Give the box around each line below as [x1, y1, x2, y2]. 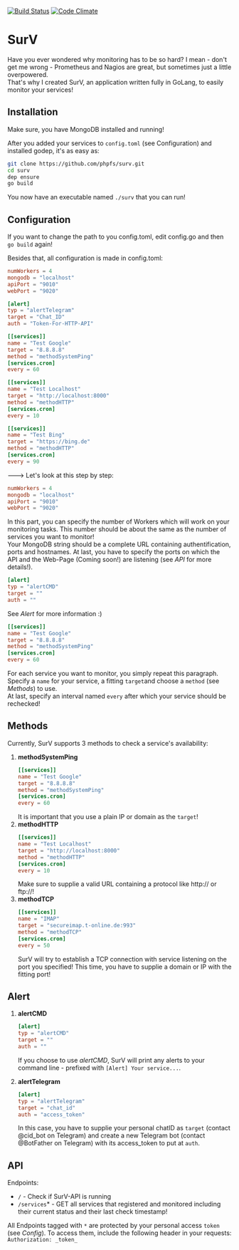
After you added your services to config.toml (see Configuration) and [7, 139, 212, 147]
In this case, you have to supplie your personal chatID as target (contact [17, 1124, 231, 1132]
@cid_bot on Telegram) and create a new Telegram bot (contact [17, 1131, 206, 1140]
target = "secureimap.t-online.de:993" [17, 922, 137, 929]
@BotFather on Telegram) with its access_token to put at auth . [17, 1139, 201, 1147]
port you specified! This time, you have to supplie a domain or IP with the [17, 962, 232, 971]
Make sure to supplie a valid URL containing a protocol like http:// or [17, 880, 217, 888]
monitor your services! [7, 85, 73, 94]
